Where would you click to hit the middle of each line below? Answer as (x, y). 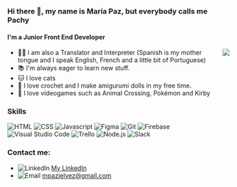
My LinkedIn (69, 168)
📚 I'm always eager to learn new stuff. (74, 68)
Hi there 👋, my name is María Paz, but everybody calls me (108, 11)
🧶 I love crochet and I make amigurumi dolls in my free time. (104, 86)
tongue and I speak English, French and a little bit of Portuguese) (112, 60)
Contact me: (29, 152)
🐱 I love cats (37, 78)
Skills (17, 111)
